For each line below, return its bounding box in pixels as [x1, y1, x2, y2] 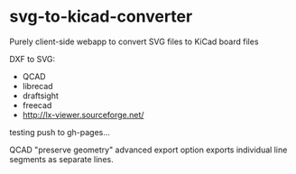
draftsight [22, 90, 59, 101]
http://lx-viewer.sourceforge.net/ [22, 109, 144, 120]
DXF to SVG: [9, 53, 56, 64]
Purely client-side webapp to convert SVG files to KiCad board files [9, 36, 259, 47]
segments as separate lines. [9, 153, 115, 164]
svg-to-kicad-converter [9, 6, 193, 27]
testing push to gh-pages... [9, 126, 111, 137]
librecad [22, 80, 53, 91]
